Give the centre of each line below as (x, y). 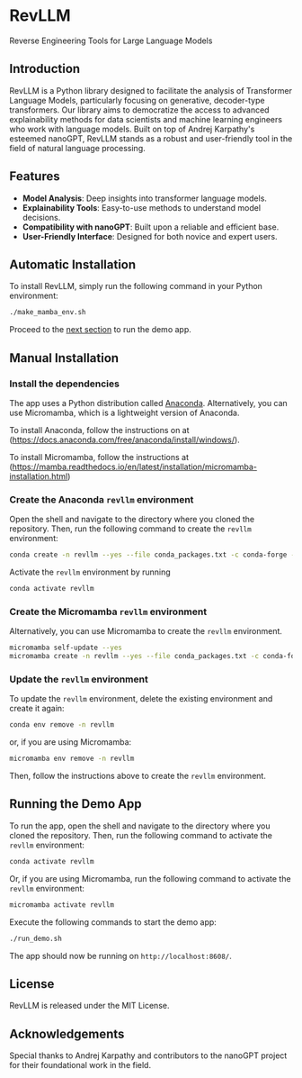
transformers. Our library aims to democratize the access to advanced (139, 110)
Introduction (45, 69)
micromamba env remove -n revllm (72, 759)
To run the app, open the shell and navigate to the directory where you (140, 826)
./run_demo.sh (36, 938)
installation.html (39, 476)
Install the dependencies (64, 384)
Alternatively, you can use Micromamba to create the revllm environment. (146, 631)
